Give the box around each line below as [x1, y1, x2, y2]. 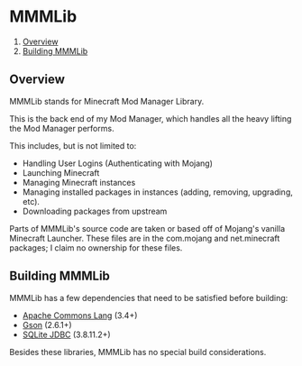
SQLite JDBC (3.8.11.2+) [22, 329, 111, 340]
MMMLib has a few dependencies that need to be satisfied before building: [9, 292, 288, 303]
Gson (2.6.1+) [22, 319, 72, 330]
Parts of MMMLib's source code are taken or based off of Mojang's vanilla [9, 223, 286, 233]
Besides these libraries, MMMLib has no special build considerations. [9, 346, 267, 357]
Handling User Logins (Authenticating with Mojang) [22, 158, 214, 169]
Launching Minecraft [22, 167, 100, 178]
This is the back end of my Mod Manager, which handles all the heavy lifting [9, 113, 292, 124]
